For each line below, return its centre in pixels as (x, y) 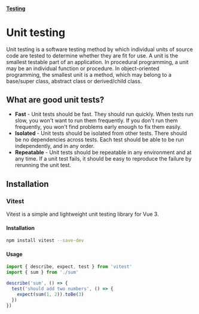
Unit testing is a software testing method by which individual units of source (99, 49)
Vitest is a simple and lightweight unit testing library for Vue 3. (83, 214)
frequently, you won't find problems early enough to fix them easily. (98, 127)
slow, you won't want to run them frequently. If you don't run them (96, 120)
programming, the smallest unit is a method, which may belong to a (89, 74)
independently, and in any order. (55, 146)
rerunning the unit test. (43, 165)
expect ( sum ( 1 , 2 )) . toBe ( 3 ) (50, 294)
